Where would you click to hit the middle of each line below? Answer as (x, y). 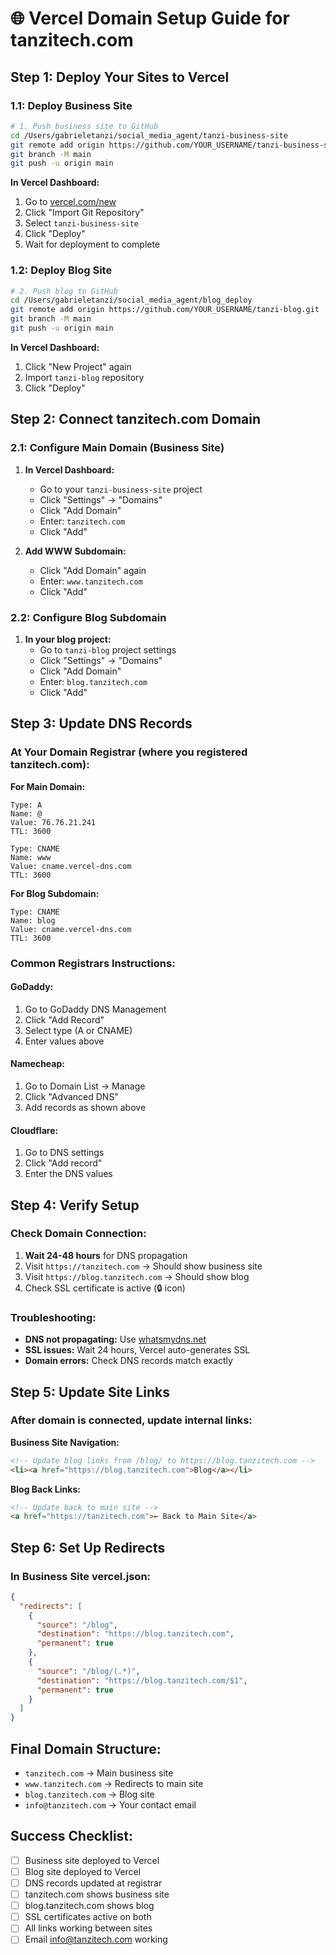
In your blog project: (68, 639)
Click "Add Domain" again (93, 570)
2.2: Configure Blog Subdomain (88, 617)
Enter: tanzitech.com (82, 521)
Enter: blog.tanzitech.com (93, 681)
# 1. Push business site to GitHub (84, 126)
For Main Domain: (48, 786)
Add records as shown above (85, 1107)
